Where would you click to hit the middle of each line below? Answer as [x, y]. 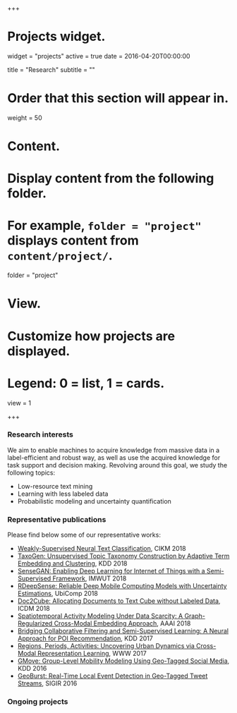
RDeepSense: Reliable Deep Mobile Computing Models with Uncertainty [122, 586]
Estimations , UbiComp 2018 [58, 594]
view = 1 [19, 403]
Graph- [195, 616]
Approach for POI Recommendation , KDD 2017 [85, 638]
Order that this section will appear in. [118, 98]
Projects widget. [56, 37]
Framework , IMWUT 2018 [90, 578]
